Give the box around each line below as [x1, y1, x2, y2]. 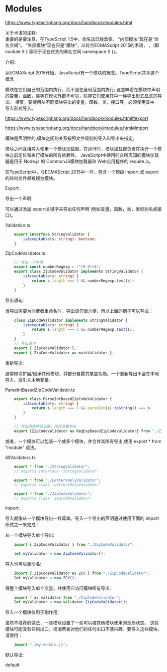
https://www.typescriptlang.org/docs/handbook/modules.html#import [5, 125, 148, 131]
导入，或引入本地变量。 [5, 377, 53, 383]
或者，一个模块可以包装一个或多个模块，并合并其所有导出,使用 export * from [5, 438, 162, 444]
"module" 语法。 [5, 445, 39, 450]
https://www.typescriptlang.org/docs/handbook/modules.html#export [5, 115, 148, 121]
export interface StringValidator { [14, 231, 90, 237]
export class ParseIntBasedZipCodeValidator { [14, 396, 112, 402]
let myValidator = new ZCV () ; [14, 575, 77, 580]
